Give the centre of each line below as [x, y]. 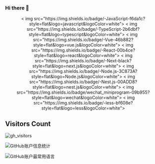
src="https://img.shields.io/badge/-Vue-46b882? [83, 40]
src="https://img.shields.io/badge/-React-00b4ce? [83, 50]
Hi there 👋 [17, 8]
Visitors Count [28, 124]
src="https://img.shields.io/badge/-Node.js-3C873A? [83, 71]
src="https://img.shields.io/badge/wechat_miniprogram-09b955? [83, 92]
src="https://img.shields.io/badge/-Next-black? [83, 61]
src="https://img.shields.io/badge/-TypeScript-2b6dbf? [83, 29]
